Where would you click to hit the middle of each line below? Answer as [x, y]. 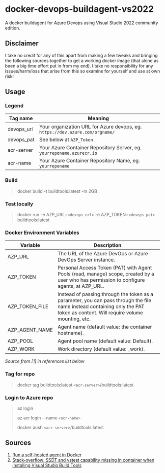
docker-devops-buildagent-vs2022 [79, 9]
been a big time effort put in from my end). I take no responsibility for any [79, 66]
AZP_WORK [21, 349]
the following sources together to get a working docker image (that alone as [82, 61]
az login [25, 408]
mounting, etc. [74, 319]
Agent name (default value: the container [105, 327]
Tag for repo [20, 374]
